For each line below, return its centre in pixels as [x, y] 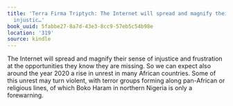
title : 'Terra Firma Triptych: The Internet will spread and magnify [110, 13]
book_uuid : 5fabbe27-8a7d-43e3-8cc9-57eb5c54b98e [80, 26]
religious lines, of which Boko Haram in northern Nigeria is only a [100, 88]
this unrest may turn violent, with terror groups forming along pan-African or [116, 81]
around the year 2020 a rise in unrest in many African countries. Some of [112, 74]
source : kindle [29, 39]
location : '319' [31, 33]
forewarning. [25, 95]
